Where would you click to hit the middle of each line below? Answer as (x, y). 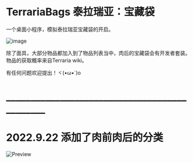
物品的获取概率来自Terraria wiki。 (47, 60)
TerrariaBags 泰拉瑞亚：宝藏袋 (80, 12)
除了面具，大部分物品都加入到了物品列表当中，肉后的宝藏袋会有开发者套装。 (98, 53)
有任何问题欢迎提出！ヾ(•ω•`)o (44, 72)
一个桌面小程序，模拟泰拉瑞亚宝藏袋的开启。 (60, 29)
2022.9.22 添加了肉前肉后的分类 (85, 138)
